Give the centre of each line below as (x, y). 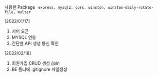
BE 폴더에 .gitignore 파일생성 (39, 69)
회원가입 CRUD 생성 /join (36, 63)
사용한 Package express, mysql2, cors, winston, (55, 7)
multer (24, 12)
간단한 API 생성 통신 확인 (35, 43)
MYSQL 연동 (24, 37)
